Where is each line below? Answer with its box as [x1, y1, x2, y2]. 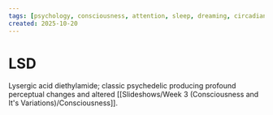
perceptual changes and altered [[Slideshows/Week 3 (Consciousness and [8, 90, 259, 100]
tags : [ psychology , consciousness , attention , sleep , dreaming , [8, 11, 231, 20]
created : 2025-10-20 [8, 19, 79, 28]
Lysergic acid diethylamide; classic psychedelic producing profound [8, 81, 236, 91]
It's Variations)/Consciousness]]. [8, 98, 118, 108]
